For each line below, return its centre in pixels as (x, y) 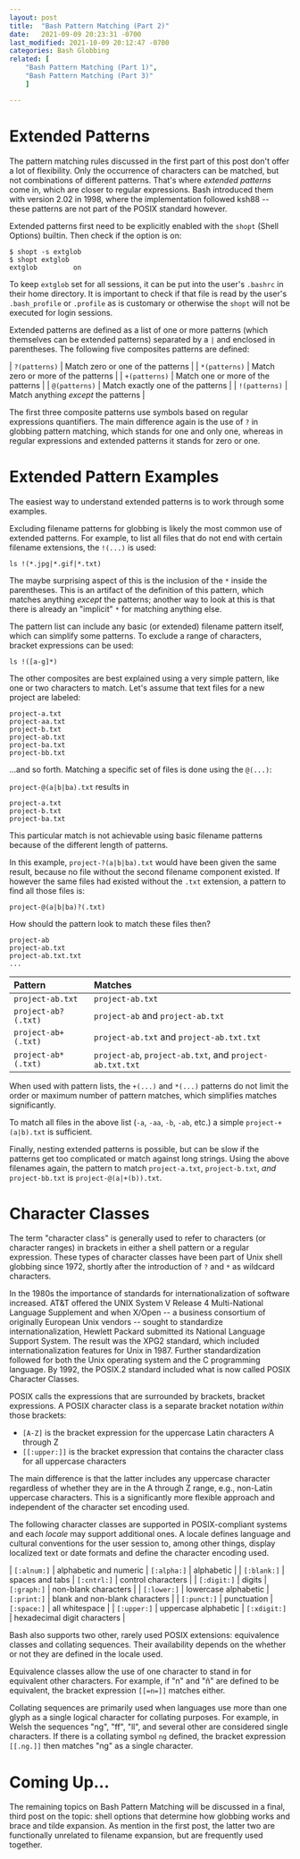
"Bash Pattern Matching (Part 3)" (89, 76)
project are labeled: (45, 697)
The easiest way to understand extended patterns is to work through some (146, 501)
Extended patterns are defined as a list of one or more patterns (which (139, 330)
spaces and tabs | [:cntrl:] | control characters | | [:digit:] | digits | (138, 1580)
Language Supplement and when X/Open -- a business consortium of (137, 1312)
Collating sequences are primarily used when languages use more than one (148, 1708)
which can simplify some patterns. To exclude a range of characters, (135, 635)
